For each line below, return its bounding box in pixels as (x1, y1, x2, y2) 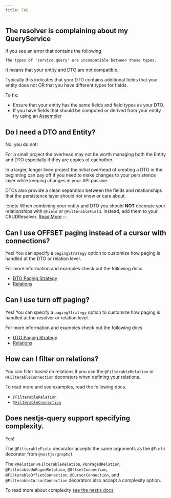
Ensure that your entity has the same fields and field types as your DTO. (12, 102, 165, 108)
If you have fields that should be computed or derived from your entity (12, 107, 161, 114)
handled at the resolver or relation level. (5, 314, 89, 320)
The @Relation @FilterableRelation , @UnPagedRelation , (5, 461, 121, 467)
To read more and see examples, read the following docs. (5, 383, 126, 389)
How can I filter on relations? (5, 355, 99, 363)
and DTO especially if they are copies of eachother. (5, 157, 114, 163)
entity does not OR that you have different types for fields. (5, 82, 128, 89)
